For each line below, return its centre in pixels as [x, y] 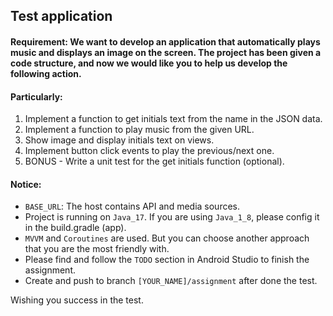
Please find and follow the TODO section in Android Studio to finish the [167, 260]
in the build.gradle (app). [75, 228]
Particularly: [36, 96]
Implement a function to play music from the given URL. [139, 130]
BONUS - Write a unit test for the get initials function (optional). [154, 161]
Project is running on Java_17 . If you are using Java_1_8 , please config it [172, 217]
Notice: [26, 184]
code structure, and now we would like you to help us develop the [149, 63]
